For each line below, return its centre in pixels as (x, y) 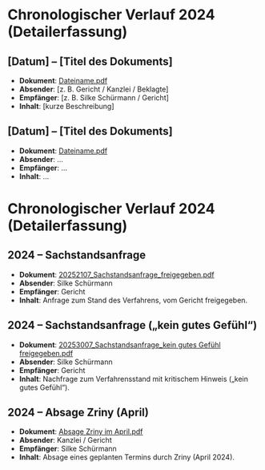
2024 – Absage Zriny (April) (78, 413)
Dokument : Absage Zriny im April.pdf (81, 432)
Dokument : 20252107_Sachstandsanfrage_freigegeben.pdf (116, 274)
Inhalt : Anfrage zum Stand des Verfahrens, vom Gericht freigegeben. (133, 300)
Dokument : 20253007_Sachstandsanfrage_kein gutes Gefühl (120, 344)
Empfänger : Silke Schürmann (68, 449)
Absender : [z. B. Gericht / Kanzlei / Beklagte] (94, 89)
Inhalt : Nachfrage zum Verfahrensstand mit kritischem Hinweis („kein (134, 379)
